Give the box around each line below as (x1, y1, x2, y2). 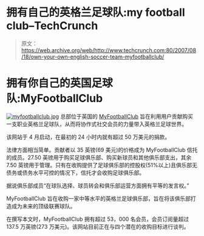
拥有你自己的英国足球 (6, 77, 114, 90)
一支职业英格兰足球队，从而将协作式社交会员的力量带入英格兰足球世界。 (6, 120, 187, 128)
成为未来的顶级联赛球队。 (11, 202, 76, 210)
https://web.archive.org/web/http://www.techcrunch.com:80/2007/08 (21, 46, 196, 54)
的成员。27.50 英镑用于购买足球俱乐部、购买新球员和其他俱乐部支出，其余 (6, 153, 192, 161)
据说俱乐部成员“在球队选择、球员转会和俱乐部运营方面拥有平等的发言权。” (6, 182, 189, 189)
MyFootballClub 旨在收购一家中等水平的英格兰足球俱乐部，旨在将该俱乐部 (6, 195, 191, 202)
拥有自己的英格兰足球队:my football (6, 5, 185, 19)
